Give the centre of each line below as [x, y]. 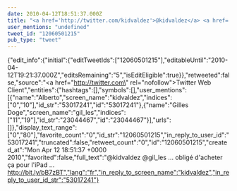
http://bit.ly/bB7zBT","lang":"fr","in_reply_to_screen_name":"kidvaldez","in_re [119, 173]
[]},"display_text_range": [42, 128]
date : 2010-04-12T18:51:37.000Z [55, 14]
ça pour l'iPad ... [31, 165]
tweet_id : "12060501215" [44, 33]
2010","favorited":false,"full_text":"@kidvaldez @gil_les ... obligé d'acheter [115, 158]
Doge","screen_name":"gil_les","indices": [67, 113]
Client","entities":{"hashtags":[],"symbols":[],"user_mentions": [97, 90]
